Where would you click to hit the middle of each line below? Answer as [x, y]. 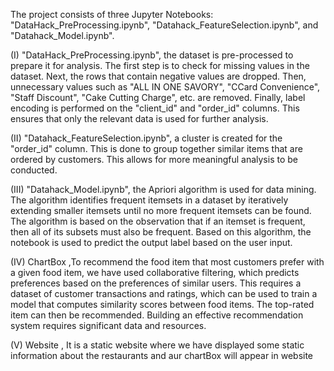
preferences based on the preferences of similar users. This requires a [156, 283]
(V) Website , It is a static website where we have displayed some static [157, 345]
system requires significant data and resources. [108, 325]
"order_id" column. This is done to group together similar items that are [156, 148]
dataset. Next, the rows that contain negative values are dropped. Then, [158, 76]
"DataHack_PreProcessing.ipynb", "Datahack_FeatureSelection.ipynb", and [164, 25]
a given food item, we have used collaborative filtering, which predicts [155, 272]
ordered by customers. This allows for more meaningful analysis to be [154, 159]
